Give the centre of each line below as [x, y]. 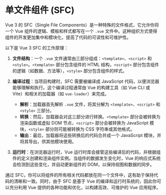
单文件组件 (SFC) [40, 10]
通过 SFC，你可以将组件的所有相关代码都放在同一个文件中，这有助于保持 [80, 175]
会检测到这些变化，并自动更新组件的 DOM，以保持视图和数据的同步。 [83, 164]
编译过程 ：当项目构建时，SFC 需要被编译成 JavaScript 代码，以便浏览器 [86, 81]
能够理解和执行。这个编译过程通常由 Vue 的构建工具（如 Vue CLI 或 [81, 87]
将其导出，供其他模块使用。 [48, 141]
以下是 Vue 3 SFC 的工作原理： [37, 48]
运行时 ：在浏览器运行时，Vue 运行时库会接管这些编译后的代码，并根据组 [86, 152]
